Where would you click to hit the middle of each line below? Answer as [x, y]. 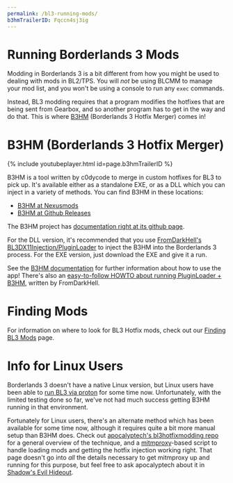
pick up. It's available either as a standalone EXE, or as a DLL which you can [116, 185]
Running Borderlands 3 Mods [93, 55]
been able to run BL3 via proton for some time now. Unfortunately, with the [114, 393]
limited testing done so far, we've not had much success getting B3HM [109, 400]
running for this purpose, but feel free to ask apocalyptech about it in [106, 465]
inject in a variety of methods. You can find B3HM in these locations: [105, 193]
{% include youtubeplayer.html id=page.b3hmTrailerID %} [90, 164]
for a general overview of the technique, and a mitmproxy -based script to [112, 443]
